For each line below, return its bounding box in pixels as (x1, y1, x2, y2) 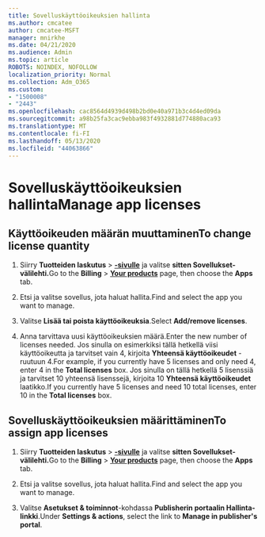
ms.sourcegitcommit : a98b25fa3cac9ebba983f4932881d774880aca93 (8, 115, 221, 123)
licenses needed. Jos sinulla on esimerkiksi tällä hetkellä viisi (19, 340, 218, 350)
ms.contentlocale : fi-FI (8, 129, 90, 137)
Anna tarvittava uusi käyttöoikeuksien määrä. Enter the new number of (19, 332, 248, 341)
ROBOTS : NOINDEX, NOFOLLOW (8, 63, 97, 71)
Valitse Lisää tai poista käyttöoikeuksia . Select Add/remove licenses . (19, 316, 248, 326)
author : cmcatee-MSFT (8, 26, 80, 34)
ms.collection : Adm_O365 (8, 78, 90, 86)
